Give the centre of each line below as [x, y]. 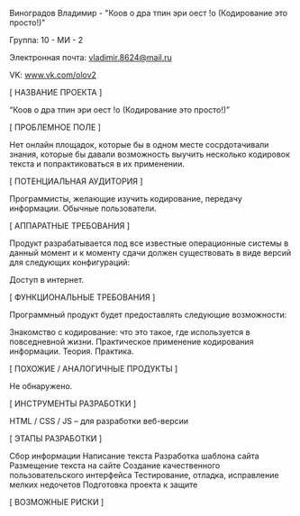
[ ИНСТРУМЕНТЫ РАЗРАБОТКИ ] [73, 403]
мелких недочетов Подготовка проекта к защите [104, 484]
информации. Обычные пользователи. [83, 208]
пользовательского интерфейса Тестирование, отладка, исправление [144, 475]
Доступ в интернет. [47, 280]
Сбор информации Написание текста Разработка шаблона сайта [134, 456]
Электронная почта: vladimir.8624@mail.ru [91, 57]
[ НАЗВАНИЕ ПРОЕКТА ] [56, 92]
